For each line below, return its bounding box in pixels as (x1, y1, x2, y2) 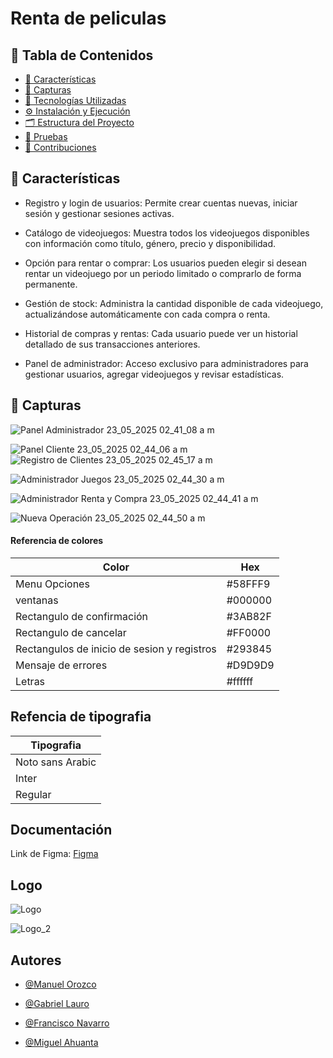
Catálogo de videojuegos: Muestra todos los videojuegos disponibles (24, 227, 310, 239)
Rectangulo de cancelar (15, 625, 127, 639)
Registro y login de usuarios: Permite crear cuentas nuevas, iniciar (24, 197, 298, 209)
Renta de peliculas (10, 7, 167, 30)
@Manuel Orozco (24, 978, 97, 991)
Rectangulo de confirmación (15, 609, 149, 623)
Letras (15, 674, 46, 688)
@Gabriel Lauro (24, 998, 90, 1010)
